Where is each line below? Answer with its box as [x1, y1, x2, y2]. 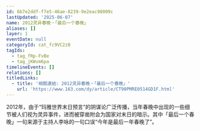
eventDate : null [6, 36, 47, 42]
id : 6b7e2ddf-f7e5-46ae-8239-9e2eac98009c [6, 8, 113, 15]
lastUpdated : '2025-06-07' [6, 14, 73, 20]
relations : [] [6, 70, 42, 76]
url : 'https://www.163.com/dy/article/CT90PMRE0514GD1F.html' [17, 86, 175, 92]
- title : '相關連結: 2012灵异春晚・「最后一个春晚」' [11, 81, 131, 87]
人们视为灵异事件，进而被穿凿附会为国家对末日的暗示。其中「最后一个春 [16, 111, 195, 118]
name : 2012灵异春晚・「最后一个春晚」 [6, 20, 89, 26]
